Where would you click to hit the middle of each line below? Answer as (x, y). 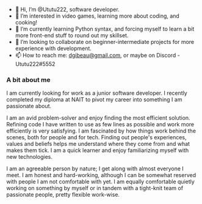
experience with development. (53, 48)
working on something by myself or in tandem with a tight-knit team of (95, 188)
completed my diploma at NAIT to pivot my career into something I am (94, 100)
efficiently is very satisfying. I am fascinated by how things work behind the (101, 131)
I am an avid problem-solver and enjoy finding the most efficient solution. (98, 118)
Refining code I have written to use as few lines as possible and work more (100, 125)
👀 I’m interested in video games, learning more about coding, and (97, 16)
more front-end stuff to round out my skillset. (72, 35)
